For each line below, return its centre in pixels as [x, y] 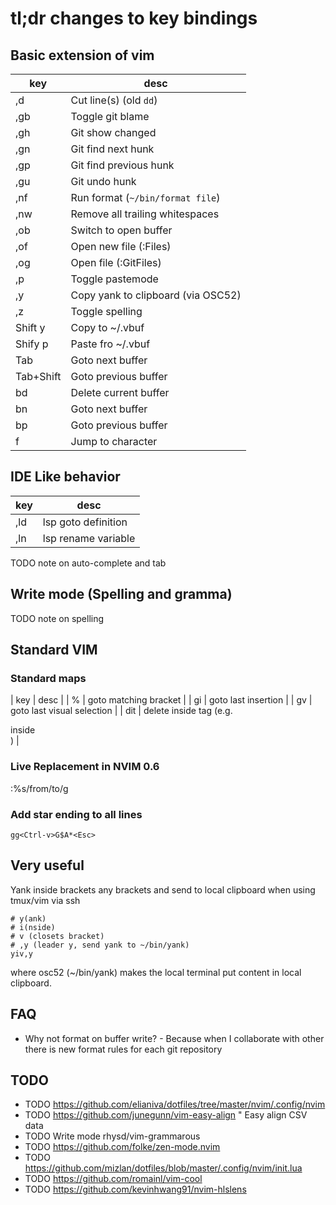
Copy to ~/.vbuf [107, 327]
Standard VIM [54, 650]
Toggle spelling [106, 311]
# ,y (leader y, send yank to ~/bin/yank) [100, 945]
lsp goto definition [85, 522]
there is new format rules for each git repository [123, 1049]
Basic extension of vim [82, 55]
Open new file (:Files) [121, 246]
